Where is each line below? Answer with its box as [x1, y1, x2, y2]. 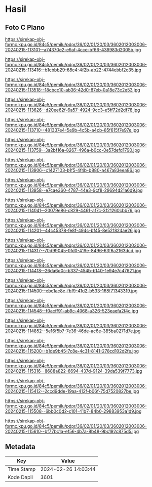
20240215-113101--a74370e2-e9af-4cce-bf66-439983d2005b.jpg [5, 47, 141, 52]
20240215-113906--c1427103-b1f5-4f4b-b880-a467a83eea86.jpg [5, 167, 140, 173]
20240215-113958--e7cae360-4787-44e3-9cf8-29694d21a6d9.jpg [5, 187, 143, 193]
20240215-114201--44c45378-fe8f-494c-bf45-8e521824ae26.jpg [5, 227, 141, 233]
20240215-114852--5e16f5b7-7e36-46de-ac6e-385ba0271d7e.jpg [5, 328, 141, 334]
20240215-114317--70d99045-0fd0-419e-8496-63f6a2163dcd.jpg [5, 248, 141, 253]
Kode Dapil [7, 474, 33, 481]
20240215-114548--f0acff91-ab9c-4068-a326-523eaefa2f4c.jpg [5, 308, 138, 313]
